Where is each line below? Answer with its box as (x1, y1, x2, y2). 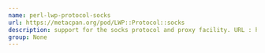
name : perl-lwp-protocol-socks (8, 11, 111, 19)
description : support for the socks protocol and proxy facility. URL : (8, 26, 252, 34)
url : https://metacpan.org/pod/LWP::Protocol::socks (8, 19, 185, 26)
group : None (8, 33, 47, 41)
